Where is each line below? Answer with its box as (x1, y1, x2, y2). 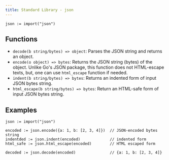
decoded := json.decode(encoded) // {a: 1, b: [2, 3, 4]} (5, 150, 162, 155)
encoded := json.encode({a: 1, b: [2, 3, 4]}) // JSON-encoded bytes (5, 128, 158, 133)
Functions (5, 35, 38, 43)
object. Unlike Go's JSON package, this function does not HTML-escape (12, 64, 164, 71)
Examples (5, 105, 37, 114)
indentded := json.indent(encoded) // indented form (5, 137, 146, 142)
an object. (12, 54, 34, 60)
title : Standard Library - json (5, 7, 74, 13)
